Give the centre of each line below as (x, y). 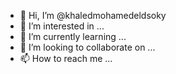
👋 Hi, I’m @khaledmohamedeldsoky (93, 15)
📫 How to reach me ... (66, 58)
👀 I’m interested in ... (62, 26)
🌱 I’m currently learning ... (73, 36)
